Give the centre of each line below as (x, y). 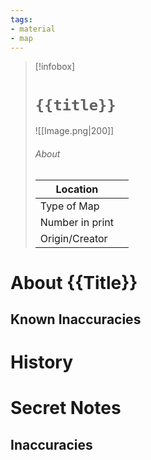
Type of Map (69, 206)
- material (33, 29)
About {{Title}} (74, 282)
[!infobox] (55, 67)
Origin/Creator (73, 238)
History (42, 362)
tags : (21, 19)
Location (77, 189)
